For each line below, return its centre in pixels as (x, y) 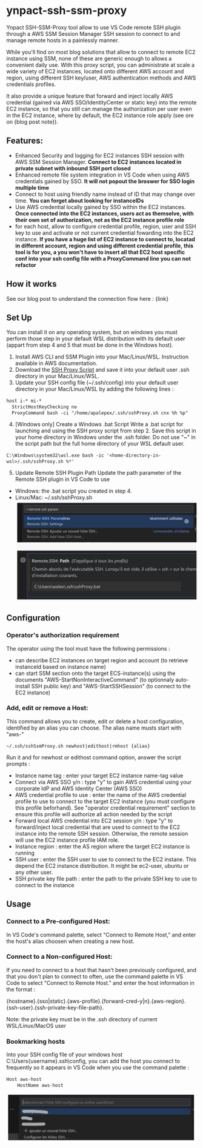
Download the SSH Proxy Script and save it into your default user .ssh (102, 370)
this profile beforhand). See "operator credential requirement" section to (105, 808)
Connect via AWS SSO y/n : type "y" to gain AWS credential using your (103, 782)
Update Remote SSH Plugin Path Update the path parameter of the (98, 473)
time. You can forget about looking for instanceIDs (79, 200)
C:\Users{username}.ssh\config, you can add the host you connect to (93, 1061)
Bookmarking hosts (36, 1041)
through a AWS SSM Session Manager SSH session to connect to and (93, 33)
